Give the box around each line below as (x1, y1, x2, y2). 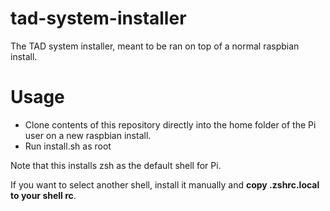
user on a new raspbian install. (24, 129, 152, 141)
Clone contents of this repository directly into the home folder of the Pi (24, 118, 317, 131)
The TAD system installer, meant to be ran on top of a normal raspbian (10, 40, 300, 52)
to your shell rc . (10, 189, 77, 201)
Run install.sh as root (24, 140, 112, 152)
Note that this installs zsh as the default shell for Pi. (10, 159, 222, 171)
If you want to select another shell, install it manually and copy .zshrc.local (10, 178, 320, 191)
